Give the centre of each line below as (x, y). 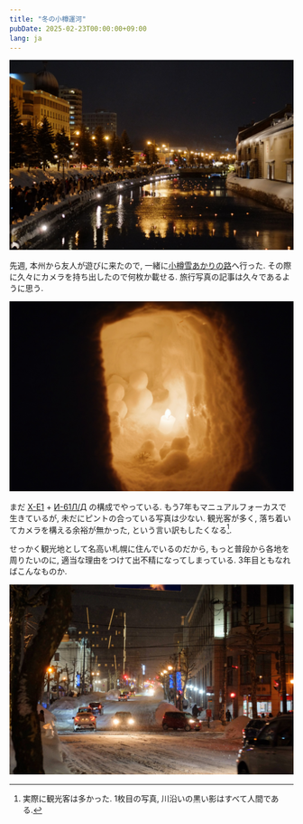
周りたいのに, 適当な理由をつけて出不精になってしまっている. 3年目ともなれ (150, 560)
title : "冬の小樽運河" (48, 19)
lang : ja (26, 38)
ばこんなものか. (38, 572)
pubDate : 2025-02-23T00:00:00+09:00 (78, 28)
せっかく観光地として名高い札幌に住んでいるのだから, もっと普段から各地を (150, 549)
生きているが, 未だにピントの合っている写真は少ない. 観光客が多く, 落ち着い (150, 518)
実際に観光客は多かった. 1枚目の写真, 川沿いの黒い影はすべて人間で (147, 799)
